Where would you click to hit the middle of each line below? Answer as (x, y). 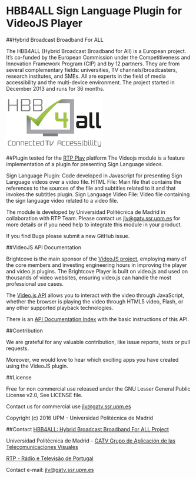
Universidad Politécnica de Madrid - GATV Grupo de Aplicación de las (91, 441)
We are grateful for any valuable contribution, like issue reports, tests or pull (98, 342)
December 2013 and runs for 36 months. (55, 88)
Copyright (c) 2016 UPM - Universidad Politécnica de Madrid (79, 418)
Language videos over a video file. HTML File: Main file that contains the (94, 181)
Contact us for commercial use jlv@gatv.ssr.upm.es (69, 406)
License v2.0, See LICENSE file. (44, 395)
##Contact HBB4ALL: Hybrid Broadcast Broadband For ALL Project (88, 429)
